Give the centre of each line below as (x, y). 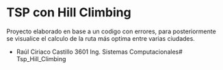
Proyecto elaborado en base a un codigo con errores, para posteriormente (111, 31)
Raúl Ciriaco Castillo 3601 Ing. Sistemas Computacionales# (99, 52)
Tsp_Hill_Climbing (41, 58)
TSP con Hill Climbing (69, 13)
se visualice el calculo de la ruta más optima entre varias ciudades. (101, 38)
